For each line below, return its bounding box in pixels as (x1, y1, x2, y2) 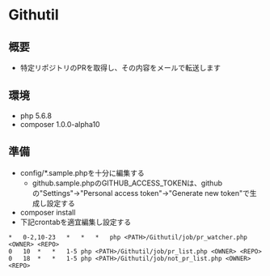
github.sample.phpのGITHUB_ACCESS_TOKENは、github (32, 178, 223, 188)
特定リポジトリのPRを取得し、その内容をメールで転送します (19, 63, 221, 72)
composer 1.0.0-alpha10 (19, 119, 100, 129)
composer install (19, 207, 76, 217)
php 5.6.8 (19, 111, 53, 121)
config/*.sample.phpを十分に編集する (19, 168, 145, 177)
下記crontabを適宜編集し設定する (19, 217, 132, 227)
